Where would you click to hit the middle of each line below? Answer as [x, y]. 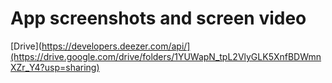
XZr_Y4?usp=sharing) [55, 67]
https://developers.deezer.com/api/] [116, 46]
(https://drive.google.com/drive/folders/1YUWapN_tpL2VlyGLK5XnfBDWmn [166, 56]
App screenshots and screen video [158, 18]
